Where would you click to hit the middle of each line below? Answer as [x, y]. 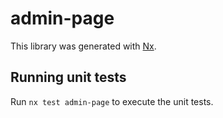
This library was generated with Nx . [83, 46]
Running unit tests [68, 77]
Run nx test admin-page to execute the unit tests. [112, 101]
